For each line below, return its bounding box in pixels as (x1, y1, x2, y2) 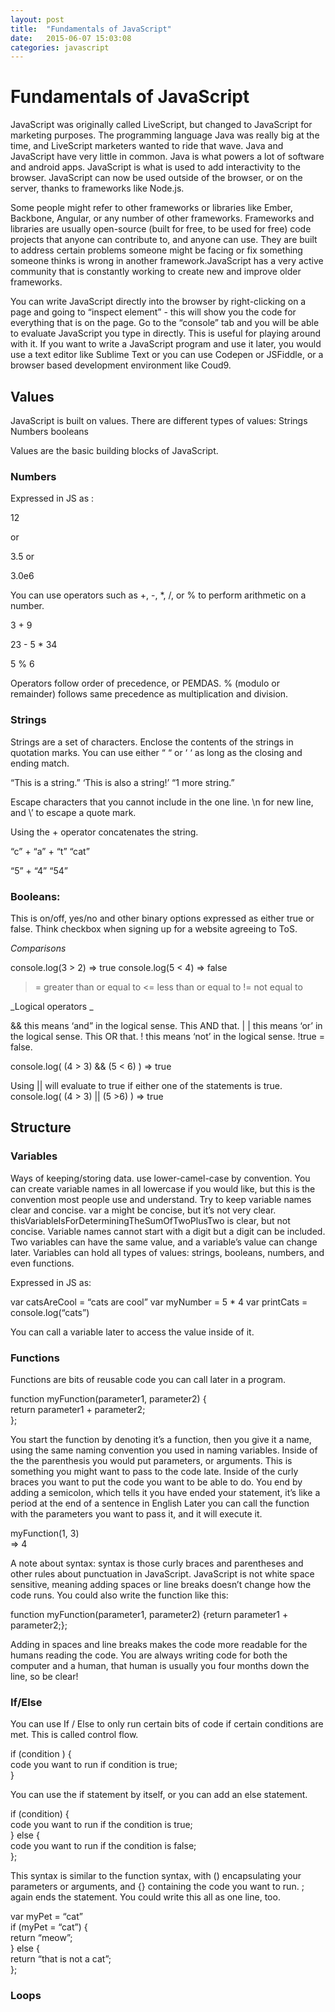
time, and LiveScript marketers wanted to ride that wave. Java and (10, 140, 284, 152)
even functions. (10, 1257, 75, 1269)
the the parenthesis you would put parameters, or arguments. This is (10, 1454, 293, 1466)
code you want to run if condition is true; (10, 1759, 178, 1771)
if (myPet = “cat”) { (10, 1921, 88, 1933)
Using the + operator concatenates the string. (10, 826, 199, 838)
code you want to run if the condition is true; (10, 1819, 193, 1831)
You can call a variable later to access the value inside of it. (10, 1326, 255, 1338)
